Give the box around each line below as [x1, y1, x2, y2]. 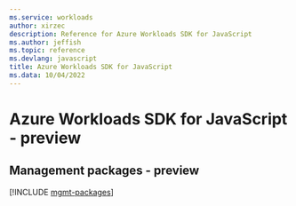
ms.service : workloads [9, 12, 93, 22]
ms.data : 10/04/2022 [9, 71, 86, 80]
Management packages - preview [9, 163, 200, 178]
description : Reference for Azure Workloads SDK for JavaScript [9, 29, 252, 38]
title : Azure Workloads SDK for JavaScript [9, 63, 173, 72]
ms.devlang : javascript [9, 54, 98, 63]
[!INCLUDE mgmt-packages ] [9, 186, 114, 197]
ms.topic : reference [9, 46, 86, 55]
